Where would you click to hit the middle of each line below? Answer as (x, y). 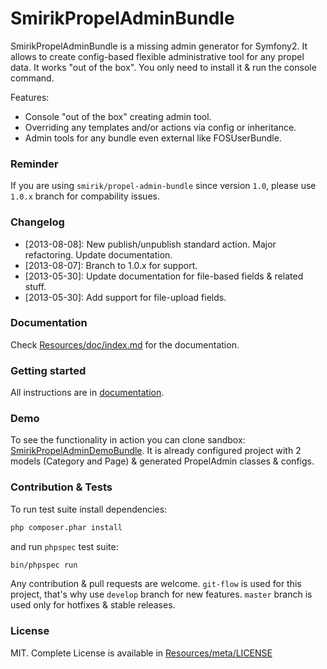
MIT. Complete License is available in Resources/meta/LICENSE (141, 653)
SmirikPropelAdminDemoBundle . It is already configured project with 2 (156, 451)
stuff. (35, 286)
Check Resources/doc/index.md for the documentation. (125, 344)
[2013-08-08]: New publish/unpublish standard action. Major (150, 244)
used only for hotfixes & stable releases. (93, 605)
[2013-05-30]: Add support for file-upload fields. (125, 297)
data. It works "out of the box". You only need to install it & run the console (163, 67)
